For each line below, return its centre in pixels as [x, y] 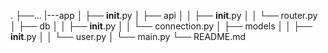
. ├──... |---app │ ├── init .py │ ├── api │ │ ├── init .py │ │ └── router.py [164, 15]
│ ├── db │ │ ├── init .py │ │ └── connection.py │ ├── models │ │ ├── [161, 26]
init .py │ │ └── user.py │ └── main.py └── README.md [128, 36]
